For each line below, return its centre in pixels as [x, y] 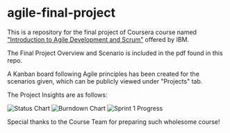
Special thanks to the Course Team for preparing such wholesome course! [114, 122]
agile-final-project [61, 13]
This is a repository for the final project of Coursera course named [102, 32]
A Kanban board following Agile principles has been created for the [104, 74]
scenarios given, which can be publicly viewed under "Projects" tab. [105, 81]
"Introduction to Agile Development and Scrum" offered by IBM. [98, 39]
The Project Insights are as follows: [57, 95]
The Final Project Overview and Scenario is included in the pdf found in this [115, 53]
